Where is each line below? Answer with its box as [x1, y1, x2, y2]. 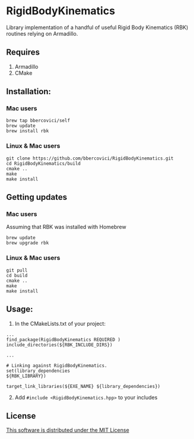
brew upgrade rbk [6, 240, 49, 246]
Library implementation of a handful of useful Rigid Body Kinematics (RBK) [6, 24, 189, 31]
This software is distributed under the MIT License [6, 427, 129, 434]
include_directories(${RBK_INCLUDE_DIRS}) [6, 342, 113, 348]
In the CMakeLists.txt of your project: [14, 320, 106, 327]
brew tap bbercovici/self [6, 117, 70, 124]
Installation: [6, 87, 52, 97]
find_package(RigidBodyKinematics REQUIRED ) [6, 336, 120, 342]
